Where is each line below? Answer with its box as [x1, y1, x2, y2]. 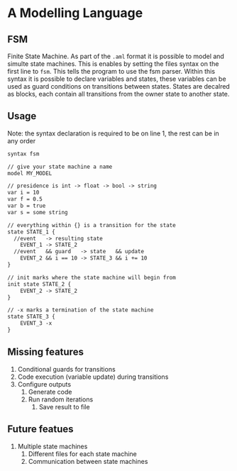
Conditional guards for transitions [17, 365, 116, 373]
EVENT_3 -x [20, 320, 53, 327]
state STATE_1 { [7, 228, 55, 236]
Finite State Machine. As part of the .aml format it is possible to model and [7, 52, 225, 60]
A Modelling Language [7, 5, 143, 21]
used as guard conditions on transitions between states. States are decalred [7, 82, 231, 90]
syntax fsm [7, 150, 40, 157]
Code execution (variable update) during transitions [17, 372, 169, 381]
